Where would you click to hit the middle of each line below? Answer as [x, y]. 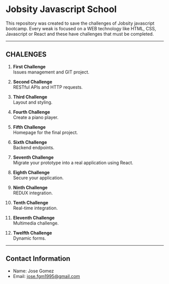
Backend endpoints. [34, 148]
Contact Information [38, 259]
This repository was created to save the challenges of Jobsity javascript [80, 23]
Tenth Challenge [31, 202]
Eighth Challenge [31, 172]
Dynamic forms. [29, 238]
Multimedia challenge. [36, 223]
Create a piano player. [36, 117]
